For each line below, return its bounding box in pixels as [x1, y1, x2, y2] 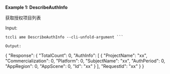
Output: [5, 44, 22, 49]
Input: [5, 25, 18, 31]
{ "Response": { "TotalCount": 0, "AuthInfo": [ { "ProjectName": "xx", [5, 53, 148, 58]
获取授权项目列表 [5, 15, 41, 21]
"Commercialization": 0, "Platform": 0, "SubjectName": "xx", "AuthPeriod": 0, [5, 58, 165, 64]
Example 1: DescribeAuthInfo [5, 5, 68, 10]
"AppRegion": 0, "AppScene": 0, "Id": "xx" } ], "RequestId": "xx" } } [5, 63, 145, 69]
